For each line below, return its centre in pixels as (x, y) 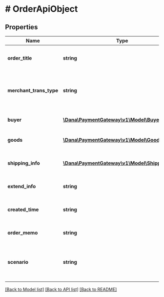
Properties (21, 27)
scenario (18, 262)
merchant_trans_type (33, 90)
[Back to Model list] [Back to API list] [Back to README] (61, 289)
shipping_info (24, 163)
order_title (20, 58)
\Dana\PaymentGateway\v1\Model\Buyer (112, 120)
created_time (23, 210)
